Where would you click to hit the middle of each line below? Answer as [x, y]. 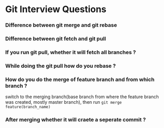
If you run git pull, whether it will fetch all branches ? [71, 52]
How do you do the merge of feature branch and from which [80, 79]
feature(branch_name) [28, 107]
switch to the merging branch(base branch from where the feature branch [82, 97]
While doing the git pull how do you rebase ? [61, 66]
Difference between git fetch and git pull [56, 39]
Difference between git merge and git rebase [61, 25]
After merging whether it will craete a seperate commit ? [76, 120]
